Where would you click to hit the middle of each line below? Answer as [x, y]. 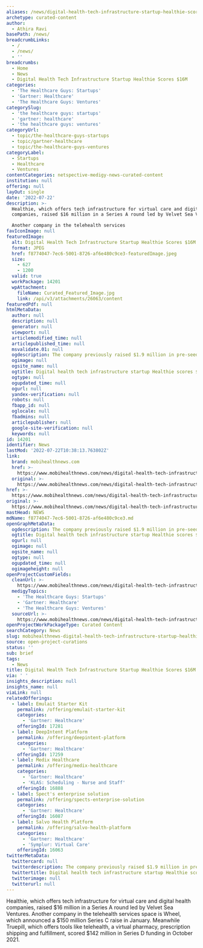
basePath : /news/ [28, 35]
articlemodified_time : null [47, 338]
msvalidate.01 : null [37, 349]
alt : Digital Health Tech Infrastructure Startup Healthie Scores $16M [104, 242]
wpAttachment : [29, 287]
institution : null [29, 181]
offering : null [25, 186]
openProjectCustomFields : [39, 574]
